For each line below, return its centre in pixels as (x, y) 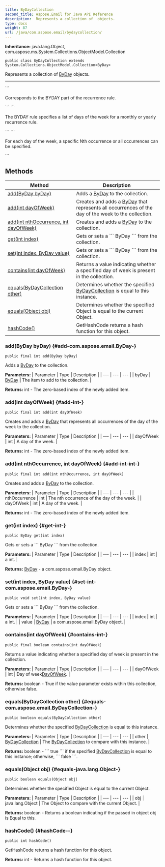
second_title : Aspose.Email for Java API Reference (59, 14)
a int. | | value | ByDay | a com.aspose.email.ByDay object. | (66, 622)
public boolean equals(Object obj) (41, 779)
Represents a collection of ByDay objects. (47, 74)
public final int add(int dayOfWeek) (44, 413)
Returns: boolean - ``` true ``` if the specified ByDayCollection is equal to (79, 751)
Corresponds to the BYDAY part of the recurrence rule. (61, 98)
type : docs (16, 23)
